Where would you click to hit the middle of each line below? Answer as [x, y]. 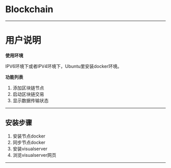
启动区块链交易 [28, 94]
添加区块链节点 [28, 88]
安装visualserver [30, 149]
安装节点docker [29, 136]
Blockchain [29, 9]
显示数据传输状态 [31, 100]
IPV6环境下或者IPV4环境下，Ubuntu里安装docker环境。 [64, 66]
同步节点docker [29, 142]
